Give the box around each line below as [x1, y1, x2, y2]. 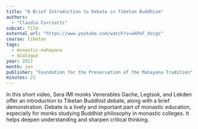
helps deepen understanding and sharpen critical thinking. [6, 116, 150, 123]
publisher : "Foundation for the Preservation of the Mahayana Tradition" [6, 69, 193, 75]
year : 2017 [6, 58, 33, 64]
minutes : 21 [6, 75, 36, 80]
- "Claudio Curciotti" [11, 20, 68, 25]
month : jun [6, 63, 33, 70]
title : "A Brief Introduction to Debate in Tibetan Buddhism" [6, 8, 164, 15]
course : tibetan [6, 36, 46, 42]
